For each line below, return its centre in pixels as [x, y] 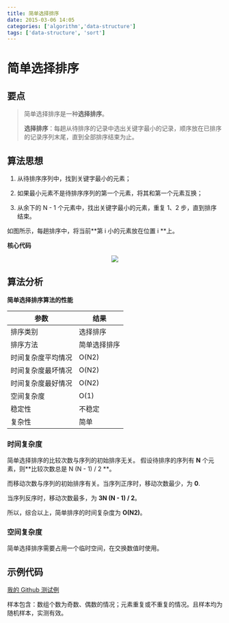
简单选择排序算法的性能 [40, 300]
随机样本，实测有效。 [37, 613]
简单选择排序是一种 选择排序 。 [66, 114]
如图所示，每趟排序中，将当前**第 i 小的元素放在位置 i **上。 [93, 231]
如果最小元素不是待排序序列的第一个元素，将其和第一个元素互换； [110, 193]
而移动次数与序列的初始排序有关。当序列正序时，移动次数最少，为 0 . [104, 484]
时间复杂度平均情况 [42, 357]
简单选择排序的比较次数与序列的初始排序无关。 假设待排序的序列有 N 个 [108, 460]
